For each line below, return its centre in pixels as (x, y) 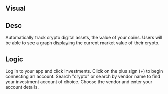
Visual (16, 8)
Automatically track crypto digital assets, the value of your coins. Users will (84, 38)
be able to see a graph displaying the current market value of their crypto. (82, 43)
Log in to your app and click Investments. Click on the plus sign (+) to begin (84, 71)
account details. (22, 87)
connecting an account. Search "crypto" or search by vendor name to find (83, 77)
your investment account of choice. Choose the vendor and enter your (79, 82)
